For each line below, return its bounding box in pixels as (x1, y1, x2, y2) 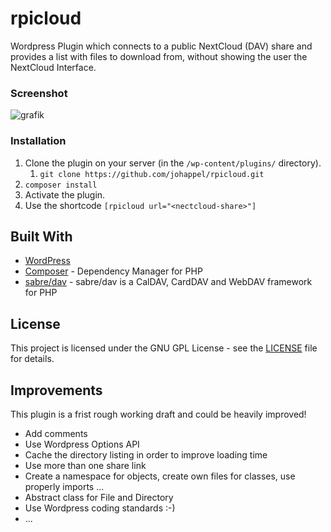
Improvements (10, 382, 103, 399)
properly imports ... (24, 480, 105, 492)
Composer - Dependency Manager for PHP (24, 265, 203, 277)
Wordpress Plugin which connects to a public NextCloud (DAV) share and (10, 40, 313, 52)
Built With (10, 228, 73, 245)
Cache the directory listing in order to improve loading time (24, 448, 268, 461)
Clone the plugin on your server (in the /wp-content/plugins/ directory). (24, 157, 322, 169)
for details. (10, 353, 55, 365)
